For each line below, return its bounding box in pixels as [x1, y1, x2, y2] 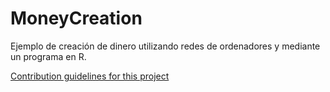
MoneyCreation [10, 7, 143, 30]
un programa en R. [10, 50, 87, 62]
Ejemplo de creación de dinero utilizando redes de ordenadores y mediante [10, 40, 321, 52]
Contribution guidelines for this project [10, 70, 170, 82]
